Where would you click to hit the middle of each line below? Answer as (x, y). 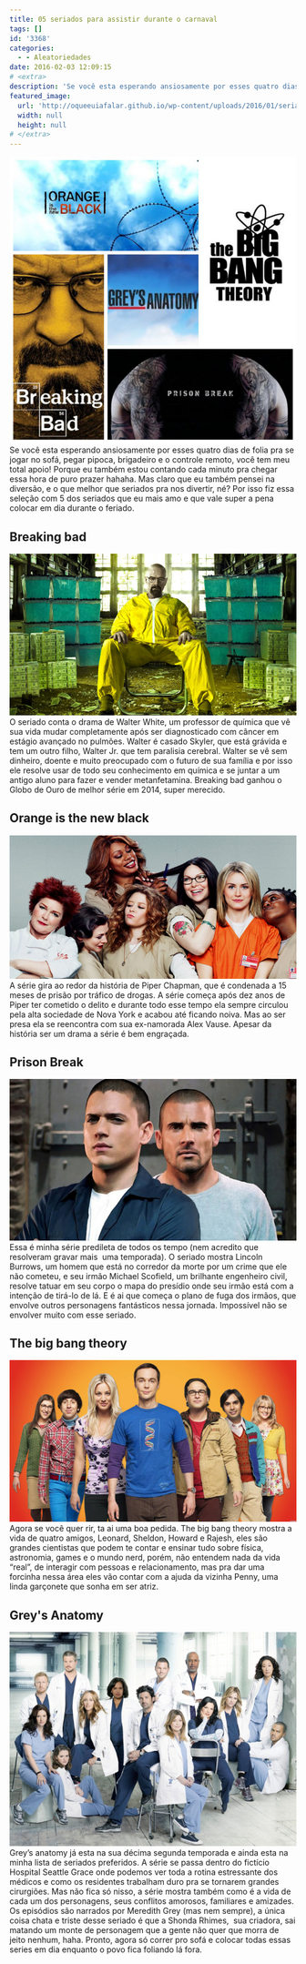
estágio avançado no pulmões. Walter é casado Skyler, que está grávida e (148, 741)
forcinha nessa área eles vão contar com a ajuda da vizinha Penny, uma (144, 1577)
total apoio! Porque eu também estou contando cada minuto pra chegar (143, 470)
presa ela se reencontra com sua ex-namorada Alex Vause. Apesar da (141, 1023)
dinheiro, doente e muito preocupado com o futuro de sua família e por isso (151, 760)
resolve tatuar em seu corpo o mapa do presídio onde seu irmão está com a (152, 1286)
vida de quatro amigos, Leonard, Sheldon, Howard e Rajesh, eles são (139, 1538)
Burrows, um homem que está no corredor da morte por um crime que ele (148, 1267)
